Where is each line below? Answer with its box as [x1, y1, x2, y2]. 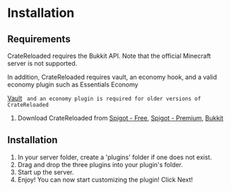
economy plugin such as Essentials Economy [7, 80, 139, 89]
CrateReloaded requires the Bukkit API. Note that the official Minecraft [7, 51, 211, 60]
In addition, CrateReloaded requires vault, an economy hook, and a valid [7, 73, 218, 81]
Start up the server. [17, 168, 74, 176]
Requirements [7, 33, 71, 45]
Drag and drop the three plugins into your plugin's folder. [17, 160, 184, 168]
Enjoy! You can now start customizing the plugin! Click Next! [17, 175, 193, 184]
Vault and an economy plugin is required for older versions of [7, 94, 201, 102]
